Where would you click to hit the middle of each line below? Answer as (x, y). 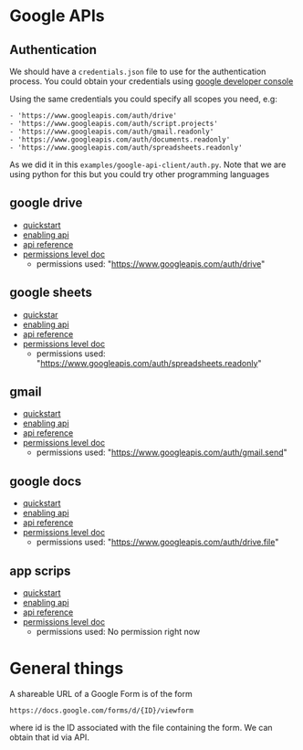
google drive (46, 203)
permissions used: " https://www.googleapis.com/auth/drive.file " (157, 542)
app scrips (40, 570)
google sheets (51, 293)
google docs (46, 481)
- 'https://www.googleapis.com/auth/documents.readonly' (120, 140)
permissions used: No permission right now (118, 632)
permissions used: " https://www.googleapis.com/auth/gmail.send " (162, 452)
